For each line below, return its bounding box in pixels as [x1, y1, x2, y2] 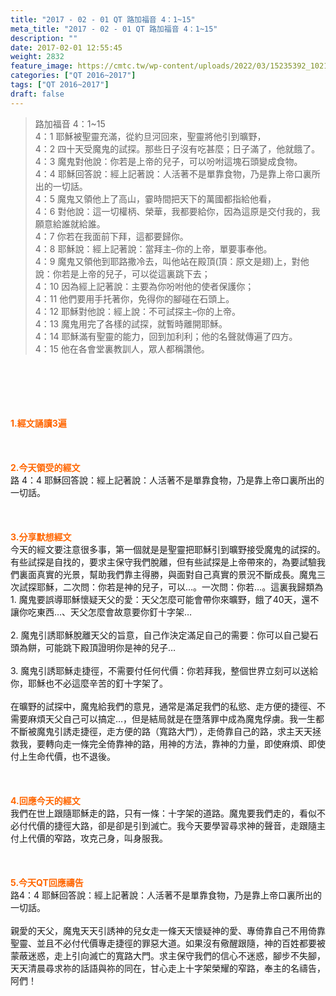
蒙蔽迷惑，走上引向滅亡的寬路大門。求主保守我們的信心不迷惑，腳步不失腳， [10, 949, 326, 961]
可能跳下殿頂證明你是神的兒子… [44, 641, 177, 653]
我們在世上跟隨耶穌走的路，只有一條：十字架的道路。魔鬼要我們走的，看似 [10, 807, 317, 819]
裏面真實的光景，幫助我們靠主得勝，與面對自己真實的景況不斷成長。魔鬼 [18, 568, 317, 580]
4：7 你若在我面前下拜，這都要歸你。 [34, 230, 189, 242]
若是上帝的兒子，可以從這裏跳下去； [61, 267, 211, 280]
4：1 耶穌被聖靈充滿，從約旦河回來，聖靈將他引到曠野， [34, 130, 267, 142]
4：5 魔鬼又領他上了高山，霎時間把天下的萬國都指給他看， [34, 192, 277, 205]
